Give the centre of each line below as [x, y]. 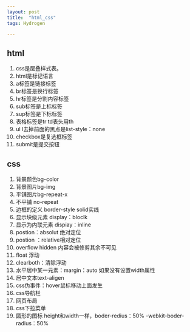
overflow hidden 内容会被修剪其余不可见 [66, 247]
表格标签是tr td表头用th [45, 121]
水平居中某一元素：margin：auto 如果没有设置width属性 [85, 270]
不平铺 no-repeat [37, 202]
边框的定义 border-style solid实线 [57, 209]
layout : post [23, 12]
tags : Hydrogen [26, 23]
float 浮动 [28, 255]
